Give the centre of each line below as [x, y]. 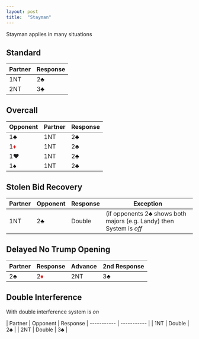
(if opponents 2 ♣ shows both [146, 213]
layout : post [22, 12]
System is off [124, 228]
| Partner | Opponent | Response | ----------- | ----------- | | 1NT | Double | [98, 323]
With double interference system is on [53, 312]
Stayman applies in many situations [49, 34]
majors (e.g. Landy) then [140, 221]
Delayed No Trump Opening [58, 250]
